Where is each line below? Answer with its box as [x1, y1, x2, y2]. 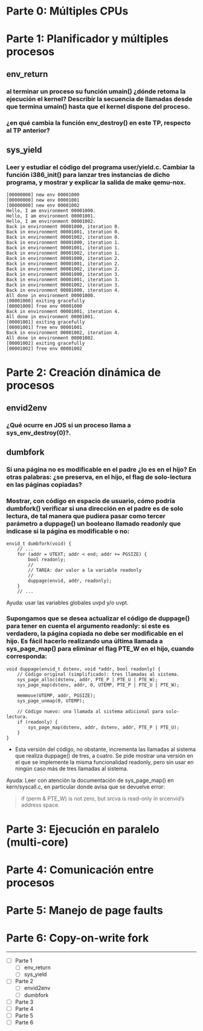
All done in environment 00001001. [6, 314, 96, 320]
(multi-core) [6, 835, 69, 849]
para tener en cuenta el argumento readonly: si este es [6, 622, 170, 630]
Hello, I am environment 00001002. [6, 218, 96, 225]
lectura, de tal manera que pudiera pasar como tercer [6, 512, 166, 521]
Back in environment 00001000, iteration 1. [6, 239, 120, 246]
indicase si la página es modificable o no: [6, 527, 130, 536]
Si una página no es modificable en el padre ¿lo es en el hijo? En [6, 465, 196, 474]
